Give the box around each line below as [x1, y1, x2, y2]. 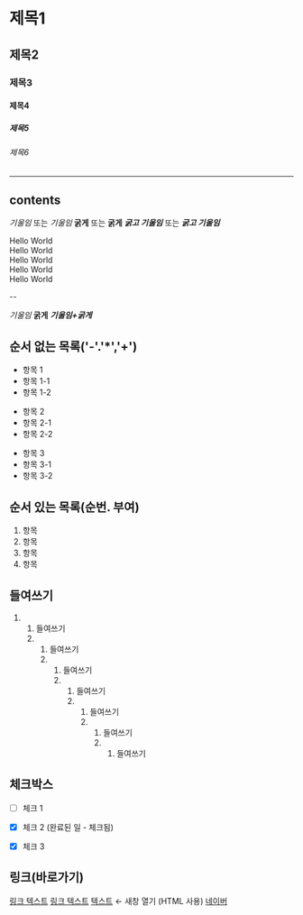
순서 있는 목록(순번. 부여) [9, 499, 140, 515]
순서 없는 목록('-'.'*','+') [9, 339, 138, 354]
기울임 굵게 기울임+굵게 [9, 310, 93, 321]
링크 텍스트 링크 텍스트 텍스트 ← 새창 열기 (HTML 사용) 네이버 [9, 895, 228, 906]
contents [9, 193, 61, 208]
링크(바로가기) [9, 870, 84, 885]
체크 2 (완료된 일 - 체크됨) [22, 821, 115, 832]
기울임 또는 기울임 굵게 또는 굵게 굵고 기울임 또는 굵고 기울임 [9, 217, 221, 228]
